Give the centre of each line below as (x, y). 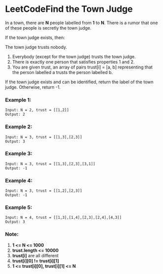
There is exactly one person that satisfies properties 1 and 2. (73, 62)
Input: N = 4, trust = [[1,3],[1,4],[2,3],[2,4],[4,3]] (63, 218)
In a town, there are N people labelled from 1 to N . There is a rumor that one (81, 23)
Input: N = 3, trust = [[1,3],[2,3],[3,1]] (50, 164)
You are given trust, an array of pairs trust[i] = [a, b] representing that (82, 67)
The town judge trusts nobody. (36, 47)
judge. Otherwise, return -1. (33, 87)
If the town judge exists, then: (35, 37)
